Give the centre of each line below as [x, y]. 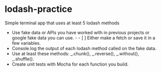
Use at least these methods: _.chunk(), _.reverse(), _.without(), [76, 54]
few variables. [26, 43]
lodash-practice [39, 9]
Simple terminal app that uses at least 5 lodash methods [62, 23]
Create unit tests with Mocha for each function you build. [70, 64]
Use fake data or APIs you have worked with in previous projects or [81, 32]
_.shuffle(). [23, 59]
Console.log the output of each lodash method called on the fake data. [84, 48]
